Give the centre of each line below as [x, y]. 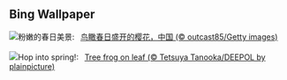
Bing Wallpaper [52, 15]
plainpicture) [32, 66]
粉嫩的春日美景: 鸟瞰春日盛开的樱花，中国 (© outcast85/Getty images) [148, 36]
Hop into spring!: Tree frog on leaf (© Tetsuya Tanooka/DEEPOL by [142, 57]
